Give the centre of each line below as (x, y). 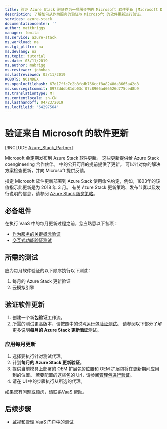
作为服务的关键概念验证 (36, 234)
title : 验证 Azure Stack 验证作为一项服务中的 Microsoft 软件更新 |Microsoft (82, 10)
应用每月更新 (21, 344)
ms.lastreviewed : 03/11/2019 (35, 75)
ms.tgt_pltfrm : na (24, 47)
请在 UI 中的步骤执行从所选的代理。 (48, 381)
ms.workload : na (22, 42)
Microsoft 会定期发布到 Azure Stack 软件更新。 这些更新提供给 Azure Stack (82, 158)
